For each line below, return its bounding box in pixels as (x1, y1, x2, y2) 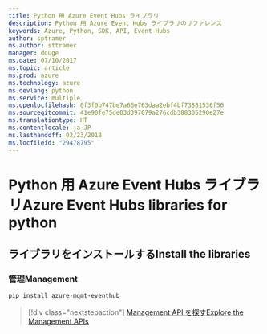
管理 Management (8, 274, 79, 284)
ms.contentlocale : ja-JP (8, 124, 91, 132)
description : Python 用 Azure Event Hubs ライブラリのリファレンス (8, 19, 223, 27)
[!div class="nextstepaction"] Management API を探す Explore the (27, 308, 245, 317)
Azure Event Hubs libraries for (22, 196, 228, 214)
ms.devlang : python (8, 86, 74, 95)
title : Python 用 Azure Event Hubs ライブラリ (8, 11, 160, 20)
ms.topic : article (8, 64, 70, 72)
